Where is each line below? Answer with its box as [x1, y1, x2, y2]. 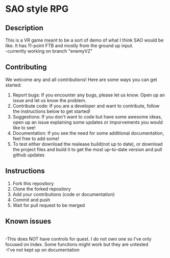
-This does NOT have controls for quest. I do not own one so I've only [5, 236, 152, 242]
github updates [12, 152, 45, 158]
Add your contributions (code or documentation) [12, 191, 115, 197]
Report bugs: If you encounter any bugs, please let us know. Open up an [12, 92, 165, 98]
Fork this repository [12, 180, 54, 186]
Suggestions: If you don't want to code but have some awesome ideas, [12, 113, 162, 120]
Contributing [5, 63, 47, 72]
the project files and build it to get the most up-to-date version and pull [12, 146, 162, 152]
